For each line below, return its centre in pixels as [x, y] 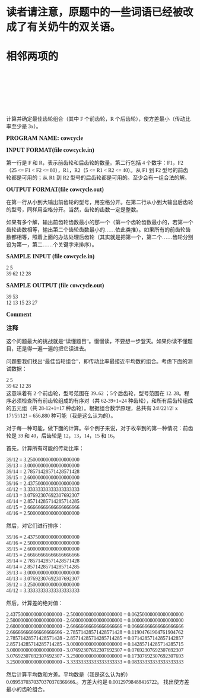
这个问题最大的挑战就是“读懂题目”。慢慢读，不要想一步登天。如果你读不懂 [97, 342]
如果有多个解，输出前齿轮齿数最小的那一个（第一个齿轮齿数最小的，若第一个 [100, 223]
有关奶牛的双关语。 [74, 27]
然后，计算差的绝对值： [35, 604]
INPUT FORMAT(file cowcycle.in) [50, 150]
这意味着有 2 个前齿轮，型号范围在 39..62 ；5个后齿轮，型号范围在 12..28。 [95, 394]
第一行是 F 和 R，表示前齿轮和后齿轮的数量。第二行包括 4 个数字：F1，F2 [95, 163]
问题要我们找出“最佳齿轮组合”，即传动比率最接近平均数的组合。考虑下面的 [97, 361]
